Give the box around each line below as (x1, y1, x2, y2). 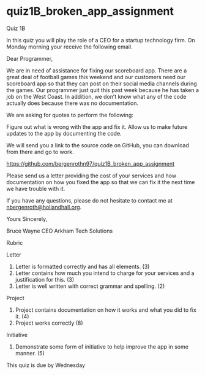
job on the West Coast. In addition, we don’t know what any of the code (6, 93, 187, 100)
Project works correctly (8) (15, 319, 84, 327)
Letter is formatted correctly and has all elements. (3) (15, 263, 150, 270)
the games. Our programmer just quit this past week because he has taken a (6, 86, 199, 93)
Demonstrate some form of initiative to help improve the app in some (15, 342, 188, 350)
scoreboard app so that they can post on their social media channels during (6, 80, 197, 87)
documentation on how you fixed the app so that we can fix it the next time (6, 178, 195, 185)
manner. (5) (15, 349, 45, 357)
